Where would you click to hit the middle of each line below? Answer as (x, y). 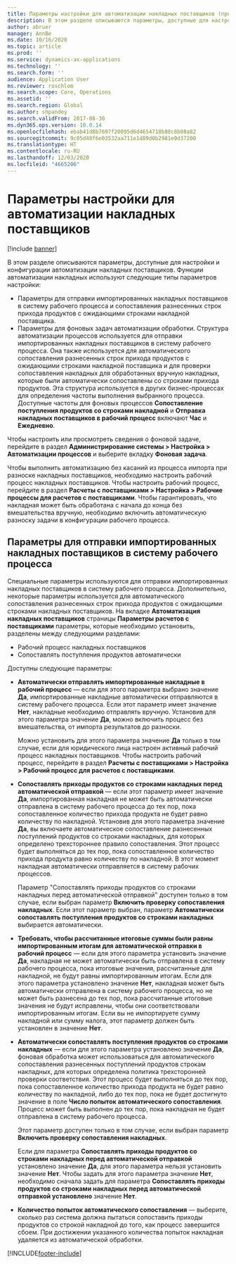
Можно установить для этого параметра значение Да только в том (119, 740)
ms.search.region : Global (45, 106)
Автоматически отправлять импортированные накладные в (111, 682)
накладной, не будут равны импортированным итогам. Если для (114, 975)
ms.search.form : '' (36, 72)
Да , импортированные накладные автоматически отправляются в (118, 697)
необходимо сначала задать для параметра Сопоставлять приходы (121, 1181)
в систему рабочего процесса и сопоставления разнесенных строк (119, 305)
